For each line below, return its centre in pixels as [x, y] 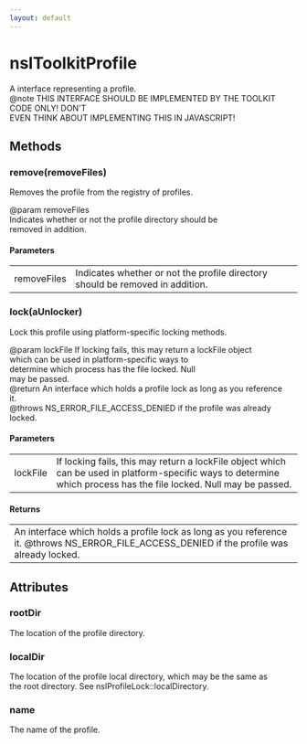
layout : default [40, 18]
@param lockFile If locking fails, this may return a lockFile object [131, 349]
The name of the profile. [55, 730]
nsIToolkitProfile [73, 63]
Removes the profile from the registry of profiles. [101, 192]
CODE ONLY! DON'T [48, 108]
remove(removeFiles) [58, 172]
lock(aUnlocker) [46, 312]
